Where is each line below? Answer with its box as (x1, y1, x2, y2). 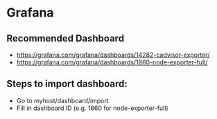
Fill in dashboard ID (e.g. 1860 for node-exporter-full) (16, 104, 168, 112)
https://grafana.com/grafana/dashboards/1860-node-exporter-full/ (16, 58, 208, 66)
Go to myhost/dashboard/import (16, 96, 109, 104)
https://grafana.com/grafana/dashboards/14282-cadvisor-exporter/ (16, 51, 210, 59)
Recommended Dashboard (6, 33, 125, 44)
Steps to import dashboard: (6, 78, 128, 90)
